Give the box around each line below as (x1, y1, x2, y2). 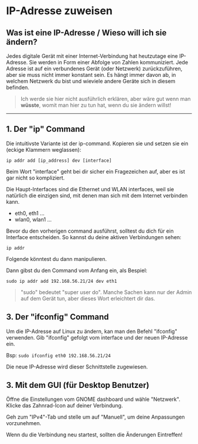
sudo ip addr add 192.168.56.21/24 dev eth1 (6, 278, 117, 284)
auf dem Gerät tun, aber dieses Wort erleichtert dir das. (20, 295, 156, 302)
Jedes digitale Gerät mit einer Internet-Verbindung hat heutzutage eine (6, 53, 178, 60)
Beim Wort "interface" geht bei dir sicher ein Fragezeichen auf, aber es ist (6, 168, 186, 175)
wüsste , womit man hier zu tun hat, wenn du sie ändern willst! (20, 102, 171, 109)
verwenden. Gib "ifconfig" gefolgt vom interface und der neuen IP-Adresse (6, 334, 188, 341)
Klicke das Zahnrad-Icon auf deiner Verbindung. (6, 402, 123, 409)
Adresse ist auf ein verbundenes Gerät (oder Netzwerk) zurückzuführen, (6, 65, 183, 72)
